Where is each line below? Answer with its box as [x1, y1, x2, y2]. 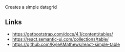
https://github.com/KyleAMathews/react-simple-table [12, 41, 120, 47]
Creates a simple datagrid [5, 4, 57, 10]
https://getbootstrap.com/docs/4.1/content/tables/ [12, 31, 113, 37]
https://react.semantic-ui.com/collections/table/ [12, 36, 109, 42]
